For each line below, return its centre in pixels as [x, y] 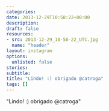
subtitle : [19, 73]
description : [23, 23]
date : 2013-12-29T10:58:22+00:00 [48, 17]
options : [17, 56]
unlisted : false [32, 62]
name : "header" [31, 46]
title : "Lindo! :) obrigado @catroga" [55, 79]
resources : [20, 34]
